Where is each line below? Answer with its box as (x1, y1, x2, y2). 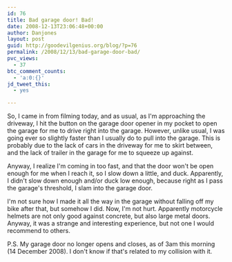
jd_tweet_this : (7, 81, 51, 88)
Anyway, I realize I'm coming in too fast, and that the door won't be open (7, 162, 214, 170)
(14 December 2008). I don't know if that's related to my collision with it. (7, 248, 213, 256)
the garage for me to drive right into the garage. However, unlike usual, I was (7, 127, 225, 135)
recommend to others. (7, 227, 70, 235)
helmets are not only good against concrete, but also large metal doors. (7, 212, 211, 221)
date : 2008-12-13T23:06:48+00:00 (7, 23, 104, 30)
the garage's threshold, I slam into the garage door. (7, 184, 153, 192)
